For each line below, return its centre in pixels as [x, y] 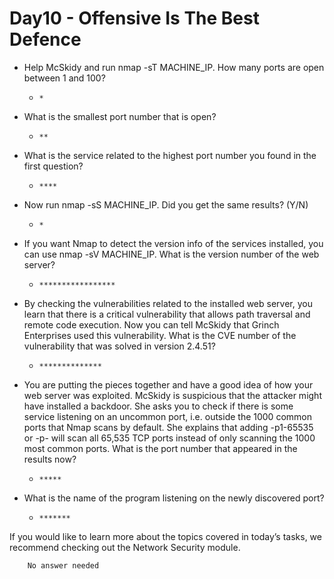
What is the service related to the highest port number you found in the [170, 155]
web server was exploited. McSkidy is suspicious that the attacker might [172, 395]
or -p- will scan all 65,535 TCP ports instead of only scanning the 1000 [169, 438]
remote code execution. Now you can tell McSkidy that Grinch [151, 324]
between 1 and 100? [64, 78]
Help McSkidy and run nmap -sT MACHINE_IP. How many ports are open [174, 67]
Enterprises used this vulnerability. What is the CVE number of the [160, 335]
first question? [53, 166]
